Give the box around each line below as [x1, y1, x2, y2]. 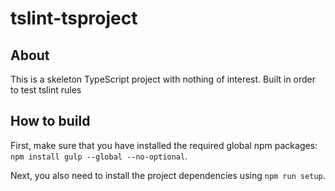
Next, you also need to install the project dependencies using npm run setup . [10, 169, 326, 181]
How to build [10, 113, 91, 130]
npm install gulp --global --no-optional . [10, 150, 188, 162]
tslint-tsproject [10, 7, 138, 30]
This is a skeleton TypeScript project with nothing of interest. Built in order [10, 73, 317, 85]
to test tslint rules [10, 84, 82, 96]
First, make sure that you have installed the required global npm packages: [10, 139, 318, 151]
